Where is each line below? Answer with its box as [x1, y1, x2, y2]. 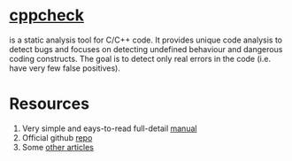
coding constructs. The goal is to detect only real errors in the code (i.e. [9, 53, 272, 64]
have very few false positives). [9, 63, 121, 73]
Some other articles [21, 142, 95, 152]
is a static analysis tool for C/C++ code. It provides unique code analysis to [9, 34, 283, 45]
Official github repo [21, 132, 93, 142]
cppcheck [9, 5, 85, 26]
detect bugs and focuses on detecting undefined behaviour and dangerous [9, 43, 283, 54]
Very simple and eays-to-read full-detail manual [21, 123, 197, 134]
